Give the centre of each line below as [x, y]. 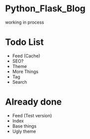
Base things [24, 126]
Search [20, 82]
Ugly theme [24, 131]
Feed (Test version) [32, 115]
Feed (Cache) [26, 56]
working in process [25, 22]
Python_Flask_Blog [45, 9]
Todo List [24, 42]
